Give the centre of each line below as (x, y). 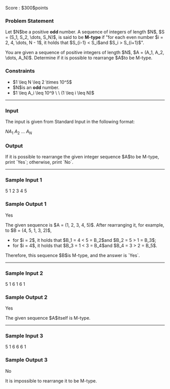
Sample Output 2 (26, 297)
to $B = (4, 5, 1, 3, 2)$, (29, 230)
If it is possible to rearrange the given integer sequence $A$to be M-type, (82, 156)
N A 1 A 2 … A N (19, 132)
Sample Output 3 (27, 360)
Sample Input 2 (24, 273)
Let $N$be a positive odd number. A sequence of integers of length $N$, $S (85, 32)
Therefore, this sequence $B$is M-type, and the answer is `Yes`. (73, 255)
